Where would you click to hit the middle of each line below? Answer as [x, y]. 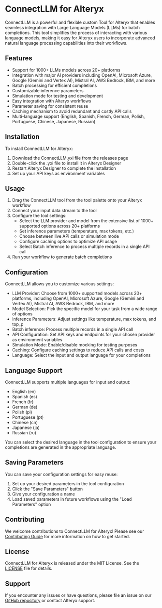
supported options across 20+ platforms [59, 226]
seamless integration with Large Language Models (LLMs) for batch [73, 27]
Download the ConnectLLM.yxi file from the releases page [70, 158]
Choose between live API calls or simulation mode [69, 236]
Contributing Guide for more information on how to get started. [67, 536]
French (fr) [23, 402]
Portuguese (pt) [28, 417]
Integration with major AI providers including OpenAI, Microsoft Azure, [82, 75]
